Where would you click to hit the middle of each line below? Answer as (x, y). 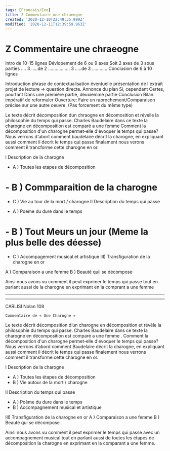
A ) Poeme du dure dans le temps (47, 211)
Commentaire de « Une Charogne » (40, 316)
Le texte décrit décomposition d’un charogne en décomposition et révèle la (83, 325)
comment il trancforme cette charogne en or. (52, 147)
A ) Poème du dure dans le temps (47, 402)
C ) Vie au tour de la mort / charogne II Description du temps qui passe (86, 202)
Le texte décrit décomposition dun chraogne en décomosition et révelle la (82, 115)
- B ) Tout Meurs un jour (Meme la (77, 232)
